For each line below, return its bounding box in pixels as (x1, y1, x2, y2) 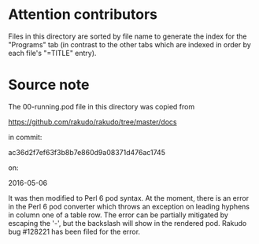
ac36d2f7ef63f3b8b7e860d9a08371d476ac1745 (8, 147, 165, 157)
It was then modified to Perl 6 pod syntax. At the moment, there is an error (8, 193, 250, 202)
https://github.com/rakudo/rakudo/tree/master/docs (8, 116, 177, 127)
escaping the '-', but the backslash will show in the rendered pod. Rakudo (8, 218, 247, 227)
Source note (8, 76, 90, 94)
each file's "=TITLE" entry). (8, 48, 97, 57)
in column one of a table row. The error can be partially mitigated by (8, 210, 228, 220)
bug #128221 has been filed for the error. (8, 227, 140, 236)
